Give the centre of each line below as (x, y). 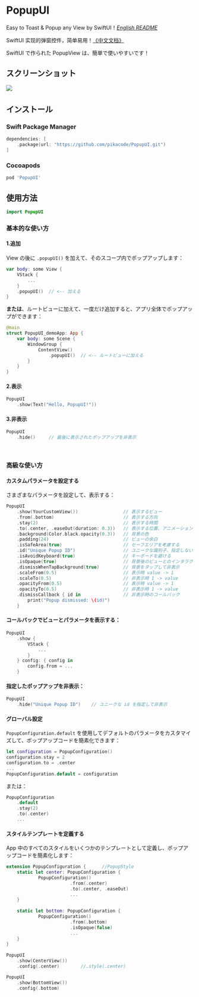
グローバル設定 (24, 718)
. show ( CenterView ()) (42, 961)
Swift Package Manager (41, 127)
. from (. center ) (89, 883)
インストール (30, 110)
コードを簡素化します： (45, 855)
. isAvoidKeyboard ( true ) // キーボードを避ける (94, 556)
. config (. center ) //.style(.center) (72, 966)
